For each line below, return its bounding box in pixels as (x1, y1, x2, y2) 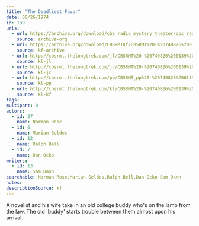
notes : (6, 180, 23, 186)
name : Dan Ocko (17, 152, 54, 158)
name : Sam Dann (17, 168, 54, 175)
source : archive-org (17, 36, 68, 42)
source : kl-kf (17, 91, 52, 97)
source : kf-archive (17, 47, 65, 53)
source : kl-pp (17, 81, 52, 87)
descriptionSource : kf (6, 185, 62, 191)
